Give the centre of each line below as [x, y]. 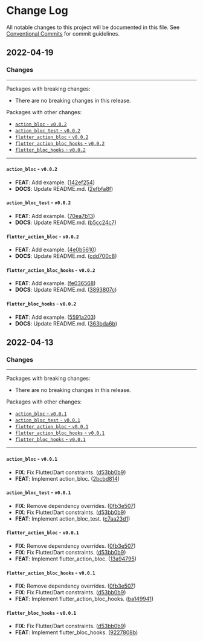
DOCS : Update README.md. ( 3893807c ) [66, 290]
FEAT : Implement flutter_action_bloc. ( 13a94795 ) [76, 559]
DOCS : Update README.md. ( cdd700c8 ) [66, 256]
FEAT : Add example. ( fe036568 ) [55, 283]
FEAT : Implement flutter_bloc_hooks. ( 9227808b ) [76, 632]
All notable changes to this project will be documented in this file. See [93, 27]
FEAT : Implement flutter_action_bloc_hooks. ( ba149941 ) [84, 599]
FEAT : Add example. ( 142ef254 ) [55, 182]
